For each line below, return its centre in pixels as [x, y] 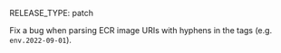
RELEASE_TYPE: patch [51, 13]
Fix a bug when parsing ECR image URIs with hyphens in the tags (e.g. [141, 30]
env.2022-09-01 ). [41, 40]
